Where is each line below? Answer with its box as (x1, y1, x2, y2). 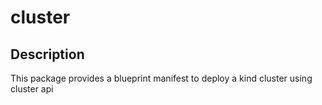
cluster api (10, 83, 54, 95)
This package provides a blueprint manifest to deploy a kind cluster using (10, 72, 313, 84)
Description (10, 46, 85, 63)
